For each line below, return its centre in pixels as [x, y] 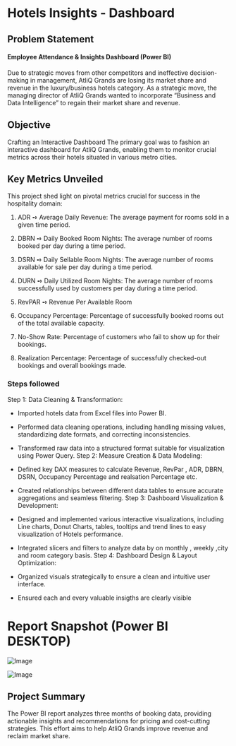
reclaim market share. [39, 736]
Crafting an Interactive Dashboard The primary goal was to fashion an [108, 142]
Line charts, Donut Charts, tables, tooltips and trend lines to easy [112, 526]
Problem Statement [51, 39]
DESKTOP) [39, 641]
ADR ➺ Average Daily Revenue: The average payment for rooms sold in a [123, 218]
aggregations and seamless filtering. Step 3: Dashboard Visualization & [120, 498]
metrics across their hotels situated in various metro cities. [92, 157]
